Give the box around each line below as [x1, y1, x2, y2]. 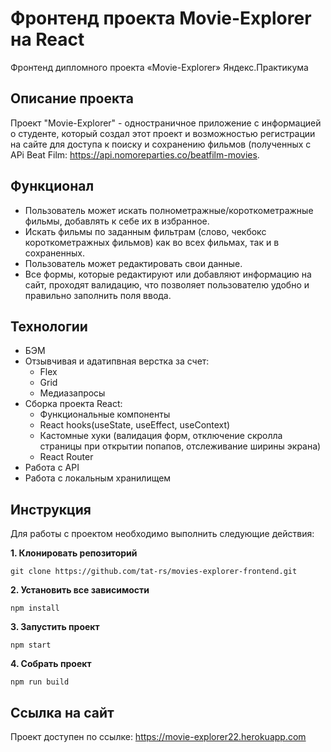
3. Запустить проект [10, 621, 100, 633]
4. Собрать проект [10, 658, 92, 670]
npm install [10, 603, 60, 614]
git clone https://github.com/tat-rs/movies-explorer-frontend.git [10, 567, 298, 577]
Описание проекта [10, 90, 134, 107]
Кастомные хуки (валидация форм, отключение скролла [39, 430, 283, 442]
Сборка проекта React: [24, 398, 123, 410]
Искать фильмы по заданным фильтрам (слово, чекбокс [24, 225, 267, 237]
